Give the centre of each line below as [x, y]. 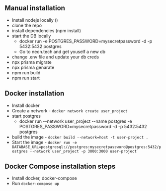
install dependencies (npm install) [46, 30]
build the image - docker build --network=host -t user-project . [80, 137]
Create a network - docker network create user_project [70, 110]
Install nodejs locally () [35, 20]
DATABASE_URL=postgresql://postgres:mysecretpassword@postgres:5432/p [86, 147]
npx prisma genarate [33, 67]
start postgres [26, 116]
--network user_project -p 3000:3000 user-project [83, 151]
